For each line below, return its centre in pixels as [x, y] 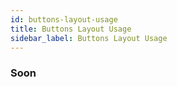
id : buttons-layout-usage [64, 19]
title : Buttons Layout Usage [71, 29]
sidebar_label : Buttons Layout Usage [89, 38]
